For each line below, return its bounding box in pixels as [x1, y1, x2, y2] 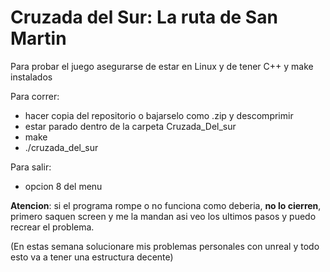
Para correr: [10, 90, 60, 102]
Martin [10, 27, 67, 50]
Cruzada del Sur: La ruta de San [10, 6, 278, 29]
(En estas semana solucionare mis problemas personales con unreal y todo [10, 240, 320, 252]
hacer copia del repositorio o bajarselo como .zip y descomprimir [24, 109, 294, 121]
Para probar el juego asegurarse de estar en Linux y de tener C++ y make [10, 60, 314, 72]
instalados [10, 71, 53, 83]
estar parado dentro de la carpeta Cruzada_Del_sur [24, 120, 237, 132]
